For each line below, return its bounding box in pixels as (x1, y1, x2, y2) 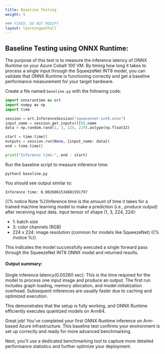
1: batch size (12, 218, 38, 224)
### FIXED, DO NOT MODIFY (5, 21, 59, 26)
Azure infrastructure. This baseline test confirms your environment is (19, 323, 160, 329)
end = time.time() (5, 144, 43, 149)
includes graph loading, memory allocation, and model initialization (5, 283, 142, 289)
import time (5, 107, 30, 112)
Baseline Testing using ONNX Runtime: (5, 44, 129, 52)
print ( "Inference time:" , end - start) (5, 153, 88, 158)
